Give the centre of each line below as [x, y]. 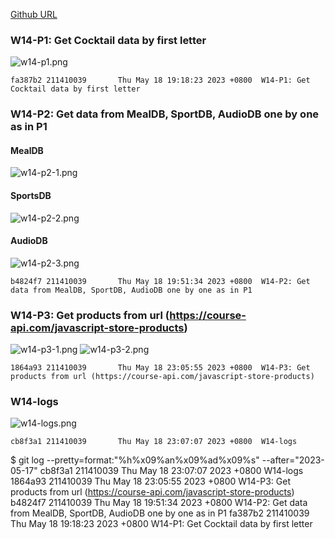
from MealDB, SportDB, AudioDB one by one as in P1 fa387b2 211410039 [160, 513]
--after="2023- [293, 460]
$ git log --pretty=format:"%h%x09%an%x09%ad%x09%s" [135, 460]
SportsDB [31, 196]
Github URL [34, 14]
